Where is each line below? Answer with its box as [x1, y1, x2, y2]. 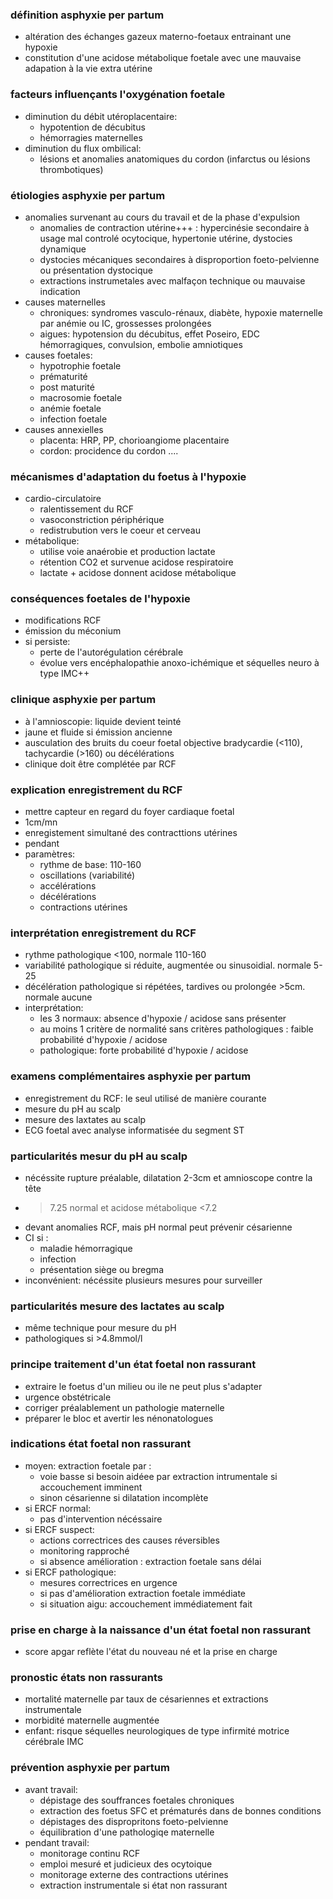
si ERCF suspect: [24, 1523, 95, 1535]
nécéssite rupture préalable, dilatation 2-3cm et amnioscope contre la [24, 1171, 313, 1183]
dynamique [39, 243, 87, 255]
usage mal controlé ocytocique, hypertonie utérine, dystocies [39, 232, 293, 244]
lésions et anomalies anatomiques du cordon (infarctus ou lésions [39, 153, 311, 165]
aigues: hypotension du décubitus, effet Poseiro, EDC [39, 328, 260, 340]
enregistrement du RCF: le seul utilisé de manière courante [24, 1092, 267, 1104]
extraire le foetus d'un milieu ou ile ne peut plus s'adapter [24, 1380, 263, 1392]
